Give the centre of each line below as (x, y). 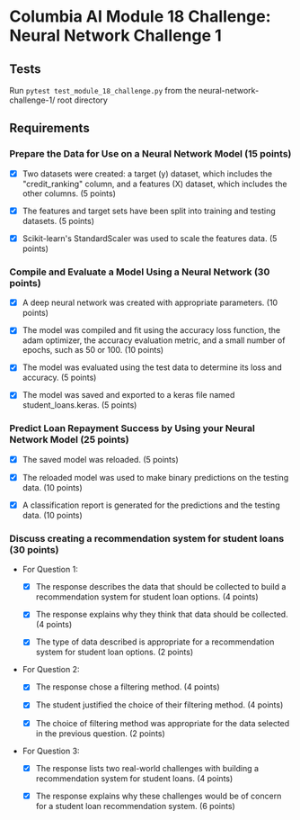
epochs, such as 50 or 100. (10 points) (93, 350)
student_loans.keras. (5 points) (79, 405)
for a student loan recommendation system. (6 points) (135, 806)
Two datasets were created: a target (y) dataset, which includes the (147, 174)
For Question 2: (51, 670)
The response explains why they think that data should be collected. (162, 615)
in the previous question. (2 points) (101, 733)
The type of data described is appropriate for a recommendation (155, 642)
